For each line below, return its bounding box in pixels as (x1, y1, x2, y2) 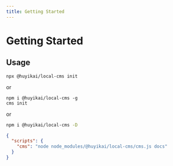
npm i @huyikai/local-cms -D (6, 122, 78, 128)
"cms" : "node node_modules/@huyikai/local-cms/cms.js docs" (17, 144, 168, 149)
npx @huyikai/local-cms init (6, 73, 78, 79)
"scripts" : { (11, 138, 44, 144)
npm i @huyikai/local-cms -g (6, 95, 78, 101)
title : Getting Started (6, 8, 65, 15)
